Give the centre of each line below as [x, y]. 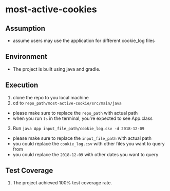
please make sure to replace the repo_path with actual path [75, 113]
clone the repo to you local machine [51, 97]
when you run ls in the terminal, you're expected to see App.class [83, 118]
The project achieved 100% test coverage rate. [62, 183]
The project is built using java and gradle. [56, 69]
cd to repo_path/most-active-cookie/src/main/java [67, 103]
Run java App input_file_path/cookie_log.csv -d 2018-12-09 [79, 128]
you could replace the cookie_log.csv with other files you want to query [89, 143]
